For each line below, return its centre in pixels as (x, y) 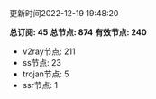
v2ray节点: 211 (49, 51)
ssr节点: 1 (40, 85)
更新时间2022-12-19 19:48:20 (64, 13)
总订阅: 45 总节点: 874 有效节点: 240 (78, 32)
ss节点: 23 (41, 63)
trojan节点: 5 (46, 74)
